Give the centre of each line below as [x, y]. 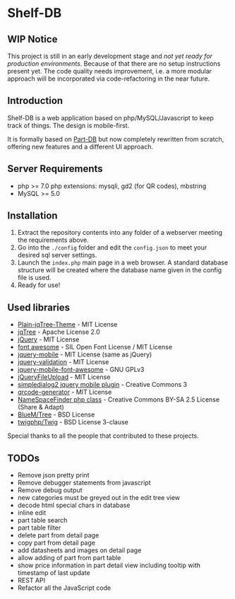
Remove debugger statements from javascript [84, 483]
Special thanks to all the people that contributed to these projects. [103, 436]
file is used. [34, 278]
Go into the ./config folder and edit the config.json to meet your [112, 248]
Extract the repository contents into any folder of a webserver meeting [120, 233]
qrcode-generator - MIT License [65, 392]
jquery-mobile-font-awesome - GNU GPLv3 [81, 370]
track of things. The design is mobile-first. [68, 125]
